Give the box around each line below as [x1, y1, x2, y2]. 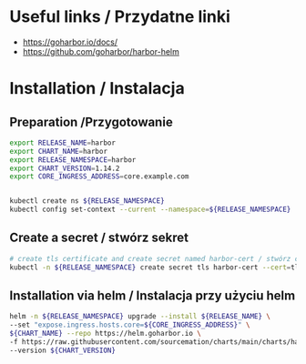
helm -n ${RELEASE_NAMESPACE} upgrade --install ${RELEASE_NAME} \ [9, 312, 271, 321]
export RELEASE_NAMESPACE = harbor [9, 155, 137, 165]
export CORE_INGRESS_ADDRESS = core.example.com [9, 172, 189, 181]
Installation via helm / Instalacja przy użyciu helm [9, 288, 296, 304]
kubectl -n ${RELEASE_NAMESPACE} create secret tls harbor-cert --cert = [9, 262, 291, 272]
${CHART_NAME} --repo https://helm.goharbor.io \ [9, 329, 202, 339]
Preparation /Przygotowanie [9, 114, 173, 129]
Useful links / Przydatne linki [9, 6, 230, 27]
